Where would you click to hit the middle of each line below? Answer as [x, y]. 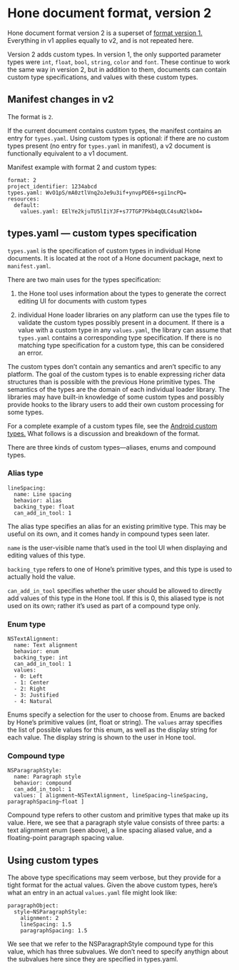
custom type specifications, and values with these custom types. [103, 77]
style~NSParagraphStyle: [51, 912]
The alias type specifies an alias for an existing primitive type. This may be [117, 526]
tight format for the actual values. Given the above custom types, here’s [112, 885]
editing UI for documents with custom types [82, 300]
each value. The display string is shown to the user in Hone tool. [102, 737]
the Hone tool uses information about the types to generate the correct [122, 293]
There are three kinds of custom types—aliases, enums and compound [112, 447]
